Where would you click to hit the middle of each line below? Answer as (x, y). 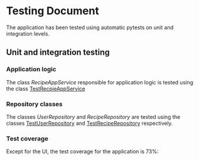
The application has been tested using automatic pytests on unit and (90, 27)
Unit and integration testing (58, 53)
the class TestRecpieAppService (46, 89)
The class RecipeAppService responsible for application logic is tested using (100, 82)
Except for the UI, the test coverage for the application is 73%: (83, 151)
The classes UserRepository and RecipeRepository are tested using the (93, 116)
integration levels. (28, 33)
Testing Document (53, 11)
